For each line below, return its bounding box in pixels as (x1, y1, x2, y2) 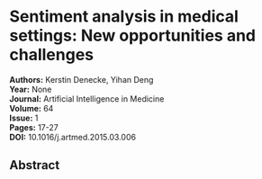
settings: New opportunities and (9, 25, 257, 46)
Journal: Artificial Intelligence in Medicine (9, 93, 165, 104)
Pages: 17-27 (9, 121, 59, 132)
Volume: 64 (9, 103, 54, 113)
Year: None (9, 84, 52, 94)
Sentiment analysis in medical (9, 6, 239, 27)
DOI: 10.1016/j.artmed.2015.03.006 (9, 131, 137, 142)
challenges (9, 45, 95, 65)
